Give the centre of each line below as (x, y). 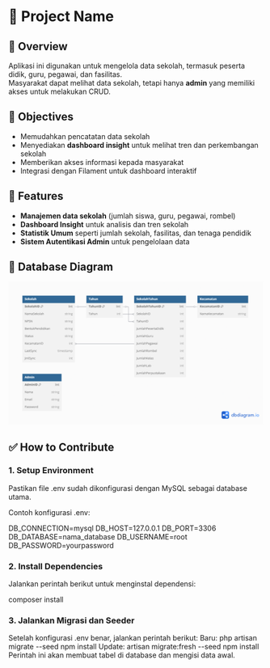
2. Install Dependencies (56, 566)
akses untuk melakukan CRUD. (60, 91)
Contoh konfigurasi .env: (49, 512)
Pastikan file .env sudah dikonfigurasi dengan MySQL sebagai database (128, 488)
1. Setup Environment (51, 471)
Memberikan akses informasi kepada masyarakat (102, 162)
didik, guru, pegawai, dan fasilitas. (65, 74)
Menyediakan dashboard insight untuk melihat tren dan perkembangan (139, 145)
